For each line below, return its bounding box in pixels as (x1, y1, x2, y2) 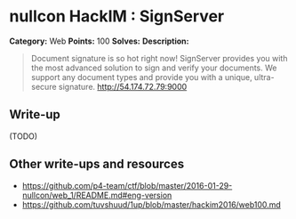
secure (30, 81, 57, 92)
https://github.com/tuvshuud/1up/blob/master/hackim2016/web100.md (21, 199, 282, 210)
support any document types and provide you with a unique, (30, 71, 252, 82)
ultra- (253, 71, 275, 82)
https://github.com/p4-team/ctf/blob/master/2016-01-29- (21, 180, 233, 191)
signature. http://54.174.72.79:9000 (58, 81, 188, 92)
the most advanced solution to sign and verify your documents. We (30, 62, 277, 73)
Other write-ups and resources (9, 157, 185, 172)
